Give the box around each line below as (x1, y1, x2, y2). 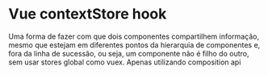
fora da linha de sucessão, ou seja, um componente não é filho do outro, (8, 48, 249, 58)
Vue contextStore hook (8, 5, 167, 23)
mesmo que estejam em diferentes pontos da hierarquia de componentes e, (8, 40, 261, 49)
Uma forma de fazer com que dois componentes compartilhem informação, (8, 31, 260, 41)
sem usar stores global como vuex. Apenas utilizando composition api (8, 57, 241, 67)
